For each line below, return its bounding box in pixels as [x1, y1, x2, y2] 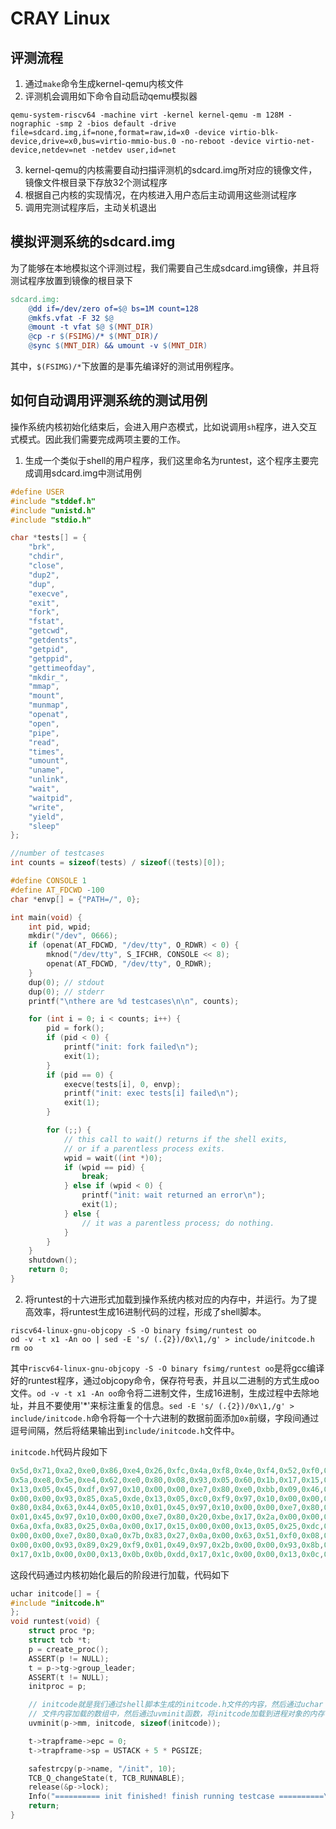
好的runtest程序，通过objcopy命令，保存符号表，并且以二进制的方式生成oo [10, 1374, 320, 1386]
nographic [10, 119, 52, 129]
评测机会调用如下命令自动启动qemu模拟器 [24, 90, 198, 102]
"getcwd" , [28, 626, 70, 636]
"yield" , [28, 812, 65, 822]
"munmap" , [28, 700, 70, 711]
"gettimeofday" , [28, 663, 97, 673]
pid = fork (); [46, 1023, 105, 1034]
